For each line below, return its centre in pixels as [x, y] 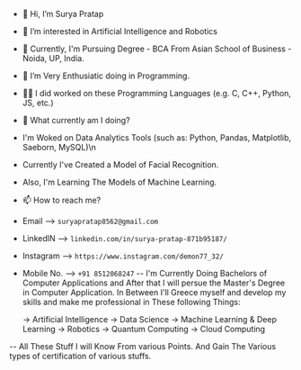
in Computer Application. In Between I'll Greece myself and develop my [154, 292]
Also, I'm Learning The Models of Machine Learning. [120, 182]
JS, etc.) [38, 103]
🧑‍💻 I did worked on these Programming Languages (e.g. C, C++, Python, [157, 93]
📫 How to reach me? [62, 200]
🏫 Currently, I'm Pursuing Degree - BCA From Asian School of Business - [157, 49]
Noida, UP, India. [53, 58]
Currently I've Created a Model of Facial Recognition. [120, 165]
